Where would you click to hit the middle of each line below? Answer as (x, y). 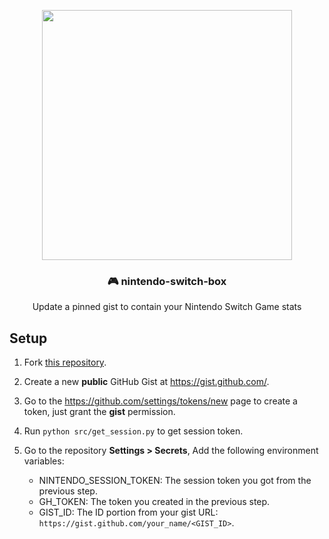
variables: (44, 461)
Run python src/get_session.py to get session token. (133, 431)
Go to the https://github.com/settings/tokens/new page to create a (160, 401)
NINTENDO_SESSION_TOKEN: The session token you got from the (175, 481)
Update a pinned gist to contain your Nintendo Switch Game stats (167, 307)
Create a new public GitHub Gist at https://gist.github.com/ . (146, 382)
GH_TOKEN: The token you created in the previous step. (154, 502)
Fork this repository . (65, 362)
